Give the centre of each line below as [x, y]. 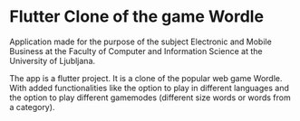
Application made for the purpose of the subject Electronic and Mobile [140, 42]
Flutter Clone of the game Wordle [137, 17]
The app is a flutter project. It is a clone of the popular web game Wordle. [146, 78]
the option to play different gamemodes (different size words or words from [150, 98]
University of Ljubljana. [53, 60]
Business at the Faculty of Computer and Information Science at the [136, 51]
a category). [32, 107]
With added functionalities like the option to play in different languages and [150, 88]
